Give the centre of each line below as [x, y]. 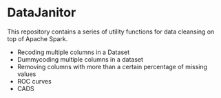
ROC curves [34, 81]
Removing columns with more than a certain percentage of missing [112, 66]
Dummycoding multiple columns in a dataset [80, 59]
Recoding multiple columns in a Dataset [73, 52]
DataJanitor [42, 13]
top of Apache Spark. [38, 38]
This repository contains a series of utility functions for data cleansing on [111, 32]
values [27, 74]
